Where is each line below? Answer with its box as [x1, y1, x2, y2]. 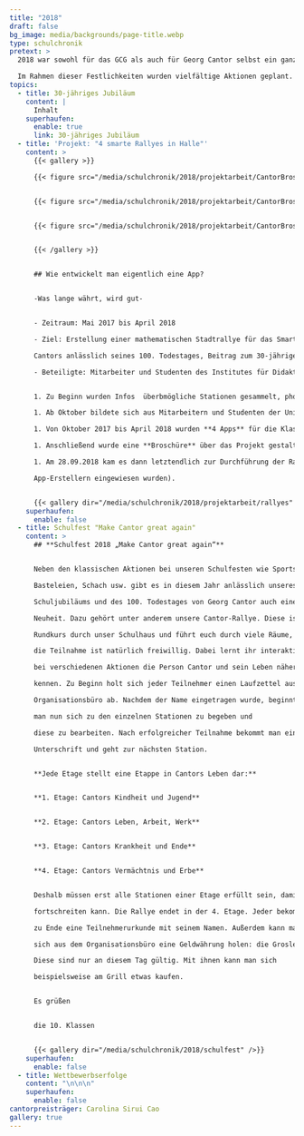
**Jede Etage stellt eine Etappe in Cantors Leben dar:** [33, 769, 257, 779]
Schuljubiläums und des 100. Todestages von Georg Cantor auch [33, 597, 278, 606]
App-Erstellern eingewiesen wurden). [33, 474, 176, 483]
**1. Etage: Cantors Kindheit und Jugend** [33, 793, 201, 803]
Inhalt [33, 105, 59, 114]
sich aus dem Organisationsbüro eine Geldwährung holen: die [33, 940, 270, 949]
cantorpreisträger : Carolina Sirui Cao [9, 1104, 160, 1113]
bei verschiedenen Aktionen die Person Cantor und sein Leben [33, 663, 273, 672]
